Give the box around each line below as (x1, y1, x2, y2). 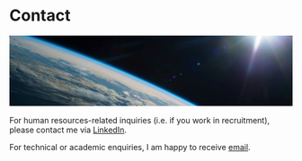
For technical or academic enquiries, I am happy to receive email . (9, 141, 251, 152)
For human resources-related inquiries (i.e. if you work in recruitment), (9, 114, 271, 125)
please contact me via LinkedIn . (9, 124, 128, 135)
